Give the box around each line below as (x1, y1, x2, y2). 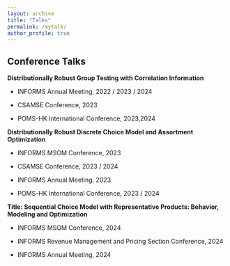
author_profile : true (7, 29, 70, 37)
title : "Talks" (7, 17, 52, 24)
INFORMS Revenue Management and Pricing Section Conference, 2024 (17, 237, 224, 246)
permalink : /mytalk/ (7, 23, 68, 30)
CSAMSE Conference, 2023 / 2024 (17, 162, 118, 171)
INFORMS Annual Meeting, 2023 (17, 175, 112, 185)
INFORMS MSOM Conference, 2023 (17, 149, 121, 157)
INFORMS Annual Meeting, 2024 (17, 251, 112, 259)
